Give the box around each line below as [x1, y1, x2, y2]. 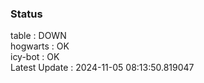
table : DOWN [10, 30, 67, 42]
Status [10, 7, 43, 21]
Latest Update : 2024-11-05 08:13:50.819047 [10, 62, 195, 74]
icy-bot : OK [10, 51, 60, 63]
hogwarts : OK [10, 40, 70, 52]
